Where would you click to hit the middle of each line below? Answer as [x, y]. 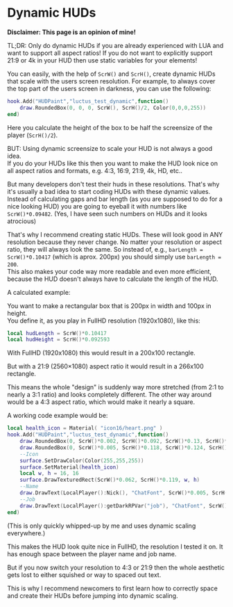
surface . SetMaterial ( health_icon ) [69, 467]
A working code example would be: [58, 416]
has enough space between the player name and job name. [92, 553]
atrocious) [22, 221]
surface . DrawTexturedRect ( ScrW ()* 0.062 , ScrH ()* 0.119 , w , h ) [110, 480]
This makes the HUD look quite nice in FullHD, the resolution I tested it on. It [115, 547]
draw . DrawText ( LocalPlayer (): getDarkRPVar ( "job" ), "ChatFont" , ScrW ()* [125, 505]
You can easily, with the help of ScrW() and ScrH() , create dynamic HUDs [112, 74]
